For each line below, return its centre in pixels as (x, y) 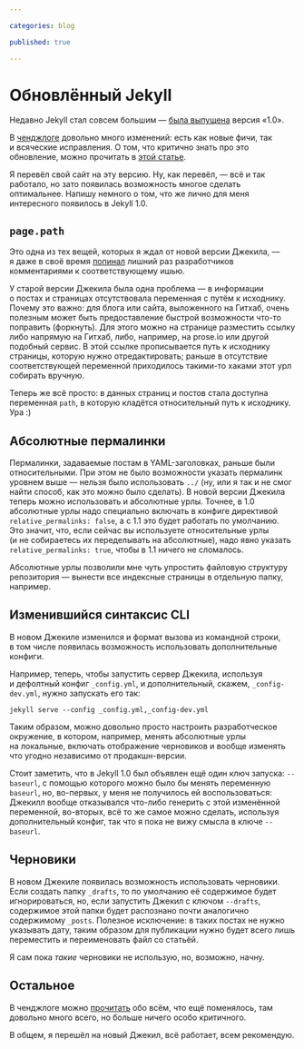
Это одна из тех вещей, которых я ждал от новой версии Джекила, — (145, 252)
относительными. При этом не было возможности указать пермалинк (146, 472)
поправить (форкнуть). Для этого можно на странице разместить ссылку (152, 327)
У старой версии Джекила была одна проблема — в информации (137, 289)
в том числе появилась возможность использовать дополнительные (143, 647)
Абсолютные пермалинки (88, 441)
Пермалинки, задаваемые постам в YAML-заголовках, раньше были (142, 463)
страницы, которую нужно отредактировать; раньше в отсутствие (138, 356)
